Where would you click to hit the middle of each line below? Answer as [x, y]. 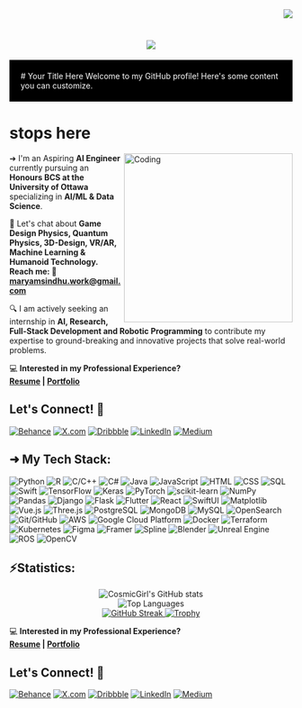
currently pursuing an [49, 168]
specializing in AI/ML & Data [62, 196]
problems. [28, 349]
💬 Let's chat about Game [55, 223]
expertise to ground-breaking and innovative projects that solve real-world [147, 340]
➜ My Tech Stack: [60, 460]
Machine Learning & [48, 252]
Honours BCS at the [47, 177]
